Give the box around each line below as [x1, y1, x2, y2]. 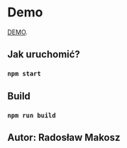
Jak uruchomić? [7, 48, 80, 60]
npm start [7, 70, 41, 78]
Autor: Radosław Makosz [7, 131, 121, 143]
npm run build [7, 111, 56, 120]
